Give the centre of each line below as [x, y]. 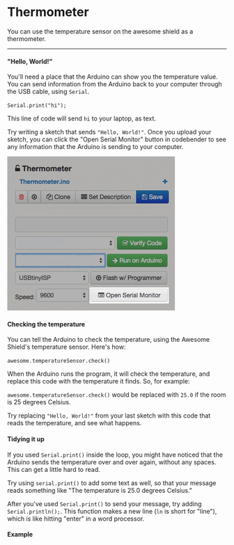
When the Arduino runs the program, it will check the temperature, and [109, 374]
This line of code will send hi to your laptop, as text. [82, 118]
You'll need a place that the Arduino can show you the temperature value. [112, 77]
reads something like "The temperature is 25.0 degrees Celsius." [100, 490]
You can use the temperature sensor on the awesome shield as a [100, 31]
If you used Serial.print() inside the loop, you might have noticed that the [115, 455]
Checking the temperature [46, 324]
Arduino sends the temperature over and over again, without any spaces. [112, 462]
